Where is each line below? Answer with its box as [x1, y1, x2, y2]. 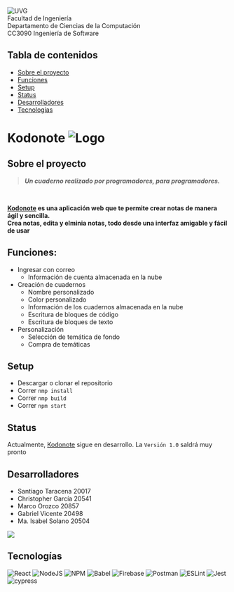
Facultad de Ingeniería [7, 14, 72, 22]
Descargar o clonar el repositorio [17, 379, 113, 387]
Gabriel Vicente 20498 [17, 510, 83, 518]
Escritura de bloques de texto [27, 317, 113, 326]
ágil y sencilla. [7, 211, 50, 219]
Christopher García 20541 [17, 494, 92, 503]
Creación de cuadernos [17, 280, 86, 288]
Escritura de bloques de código [27, 310, 119, 318]
